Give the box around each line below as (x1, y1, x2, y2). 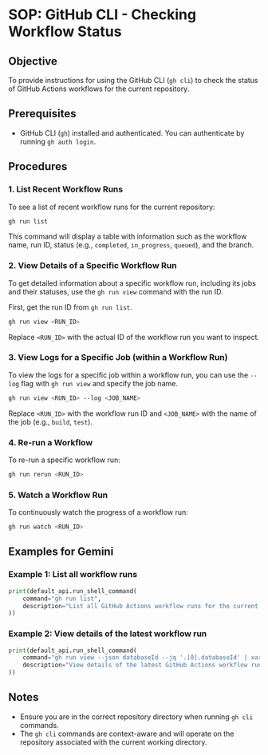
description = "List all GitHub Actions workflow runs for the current (22, 602, 259, 610)
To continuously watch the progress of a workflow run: (8, 508, 189, 517)
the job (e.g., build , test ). (8, 417, 93, 426)
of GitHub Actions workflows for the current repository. (8, 84, 190, 93)
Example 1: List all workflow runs (8, 569, 138, 580)
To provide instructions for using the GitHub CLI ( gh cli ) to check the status (8, 76, 258, 85)
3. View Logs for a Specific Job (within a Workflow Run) (8, 352, 228, 363)
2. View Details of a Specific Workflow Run (8, 260, 177, 271)
